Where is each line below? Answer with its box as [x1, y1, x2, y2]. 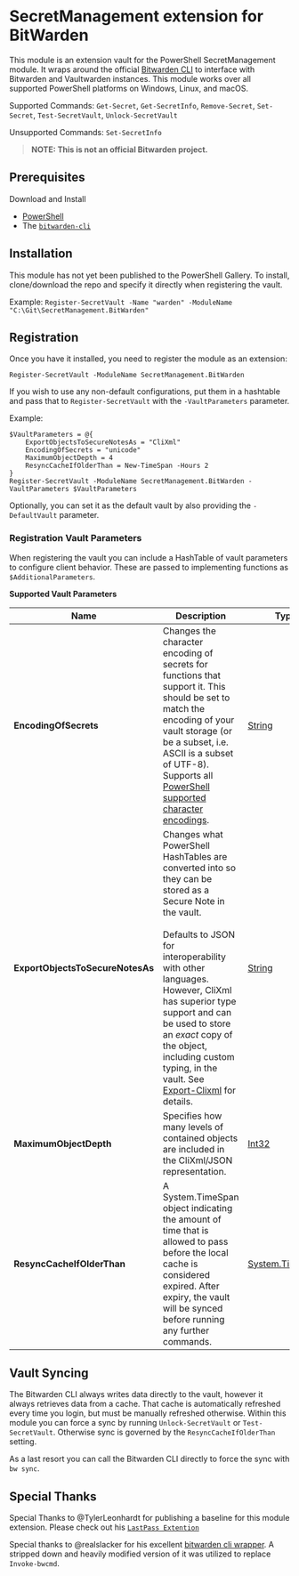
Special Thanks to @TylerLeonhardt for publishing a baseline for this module [9, 1513, 290, 1523]
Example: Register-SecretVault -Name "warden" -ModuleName [9, 296, 233, 307]
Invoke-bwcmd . [9, 1558, 60, 1569]
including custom [163, 1050, 235, 1063]
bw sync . [9, 1463, 40, 1474]
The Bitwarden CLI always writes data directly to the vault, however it [9, 1389, 263, 1400]
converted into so [163, 861, 237, 874]
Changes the [163, 625, 216, 637]
